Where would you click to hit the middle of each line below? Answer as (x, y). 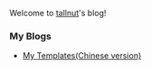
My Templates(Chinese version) (82, 56)
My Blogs (30, 36)
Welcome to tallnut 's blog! (58, 13)
